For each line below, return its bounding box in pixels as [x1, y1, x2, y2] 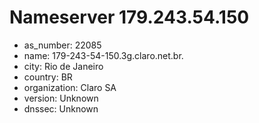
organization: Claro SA [23, 81, 117, 93]
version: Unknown [23, 92, 99, 104]
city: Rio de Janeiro [23, 60, 104, 72]
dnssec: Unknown [23, 102, 99, 115]
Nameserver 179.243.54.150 [9, 6, 250, 29]
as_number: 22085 [23, 39, 102, 51]
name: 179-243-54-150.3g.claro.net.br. [23, 49, 184, 61]
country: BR [23, 71, 73, 83]
